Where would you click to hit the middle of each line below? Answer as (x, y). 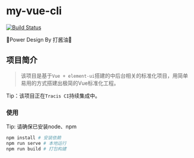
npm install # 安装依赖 (34, 138)
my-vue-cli (34, 11)
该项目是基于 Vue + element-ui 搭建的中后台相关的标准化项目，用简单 (104, 75)
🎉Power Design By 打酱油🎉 (39, 39)
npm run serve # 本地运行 (36, 143)
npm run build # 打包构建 (36, 149)
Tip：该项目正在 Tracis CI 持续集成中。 (53, 96)
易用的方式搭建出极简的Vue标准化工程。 (70, 83)
